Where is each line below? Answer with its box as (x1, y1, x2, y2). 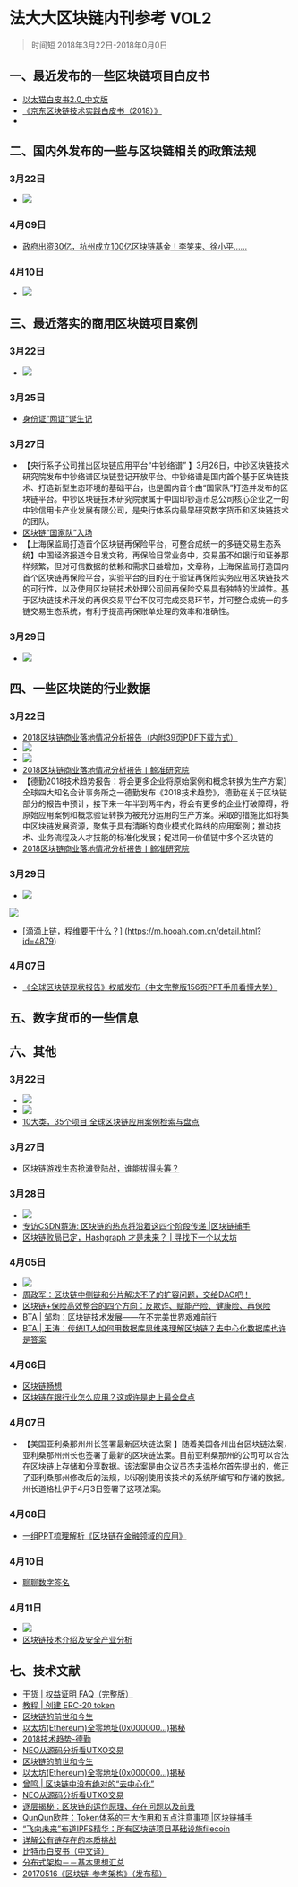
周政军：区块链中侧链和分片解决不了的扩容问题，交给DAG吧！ (21, 1289, 251, 1300)
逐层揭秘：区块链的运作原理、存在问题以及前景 (21, 1801, 195, 1812)
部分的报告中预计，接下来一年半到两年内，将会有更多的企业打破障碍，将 (21, 798, 289, 809)
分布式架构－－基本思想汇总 (21, 1857, 125, 1868)
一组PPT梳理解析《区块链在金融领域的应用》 (21, 1530, 187, 1540)
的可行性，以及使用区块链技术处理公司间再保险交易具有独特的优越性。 (21, 584, 282, 594)
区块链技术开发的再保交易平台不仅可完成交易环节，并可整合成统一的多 (30, 594, 289, 606)
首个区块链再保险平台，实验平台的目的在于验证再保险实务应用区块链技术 (21, 572, 289, 584)
